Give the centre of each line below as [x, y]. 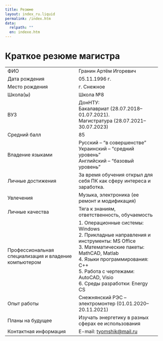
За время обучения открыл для [115, 174]
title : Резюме [19, 9]
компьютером [24, 262]
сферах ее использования [109, 324]
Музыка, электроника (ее [109, 195]
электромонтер [97, 303]
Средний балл [24, 135]
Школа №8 [91, 94]
